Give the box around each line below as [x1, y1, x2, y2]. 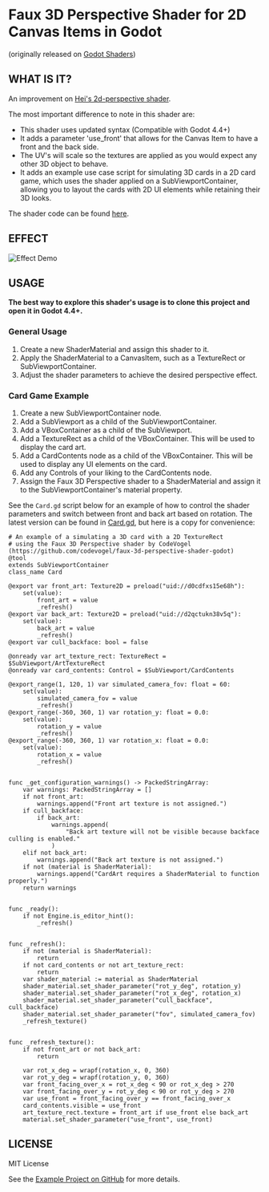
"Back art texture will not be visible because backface [65, 828, 260, 836]
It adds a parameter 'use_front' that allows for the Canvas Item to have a [19, 133, 259, 143]
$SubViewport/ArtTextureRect [8, 659, 106, 667]
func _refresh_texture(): [8, 1038, 94, 1046]
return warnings [22, 884, 78, 892]
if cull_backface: [22, 806, 84, 815]
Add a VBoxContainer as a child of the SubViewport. [19, 425, 192, 435]
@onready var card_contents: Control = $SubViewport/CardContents [8, 666, 235, 675]
